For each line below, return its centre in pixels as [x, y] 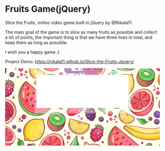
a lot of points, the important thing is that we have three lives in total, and [79, 37]
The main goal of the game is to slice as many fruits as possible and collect [81, 32]
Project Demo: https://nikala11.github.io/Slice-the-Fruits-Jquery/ [69, 61]
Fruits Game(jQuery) [48, 9]
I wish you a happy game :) [32, 52]
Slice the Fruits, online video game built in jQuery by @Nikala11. [69, 23]
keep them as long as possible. [36, 42]
